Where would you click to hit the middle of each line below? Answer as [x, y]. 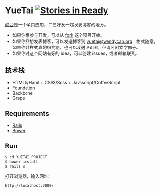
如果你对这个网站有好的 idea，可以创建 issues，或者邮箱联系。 [76, 53]
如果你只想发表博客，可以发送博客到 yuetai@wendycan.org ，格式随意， [85, 41]
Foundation [24, 88]
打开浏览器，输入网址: [27, 176]
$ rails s [15, 167]
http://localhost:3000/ [29, 186]
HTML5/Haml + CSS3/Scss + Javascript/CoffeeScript [66, 82]
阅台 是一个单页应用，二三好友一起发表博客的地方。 [57, 24]
